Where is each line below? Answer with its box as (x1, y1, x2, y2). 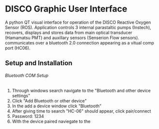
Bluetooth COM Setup (5, 72, 48, 78)
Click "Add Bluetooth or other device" (12, 98, 87, 103)
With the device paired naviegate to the (12, 118, 91, 124)
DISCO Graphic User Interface (5, 3, 128, 14)
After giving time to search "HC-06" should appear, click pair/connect (12, 108, 151, 114)
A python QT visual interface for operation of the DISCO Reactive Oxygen (5, 19, 151, 25)
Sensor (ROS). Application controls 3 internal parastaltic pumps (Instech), (5, 24, 151, 30)
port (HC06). (5, 45, 30, 51)
